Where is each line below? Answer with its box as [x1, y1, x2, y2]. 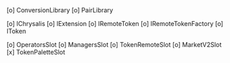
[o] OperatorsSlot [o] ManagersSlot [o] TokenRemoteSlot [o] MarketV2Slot [6, 41, 222, 48]
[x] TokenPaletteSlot [6, 48, 65, 56]
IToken [6, 27, 26, 35]
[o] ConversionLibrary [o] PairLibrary [6, 6, 113, 14]
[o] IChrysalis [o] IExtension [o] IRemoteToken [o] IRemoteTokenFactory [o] [6, 20, 224, 27]
